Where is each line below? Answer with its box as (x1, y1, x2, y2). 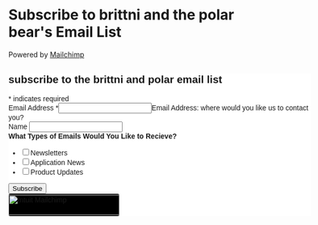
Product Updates (30, 168, 84, 176)
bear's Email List (8, 23, 122, 41)
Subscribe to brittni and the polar (8, 6, 235, 24)
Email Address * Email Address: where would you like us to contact (8, 103, 309, 112)
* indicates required (8, 94, 69, 103)
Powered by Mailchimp (8, 49, 85, 59)
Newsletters (30, 148, 68, 157)
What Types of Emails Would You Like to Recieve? (8, 131, 178, 141)
